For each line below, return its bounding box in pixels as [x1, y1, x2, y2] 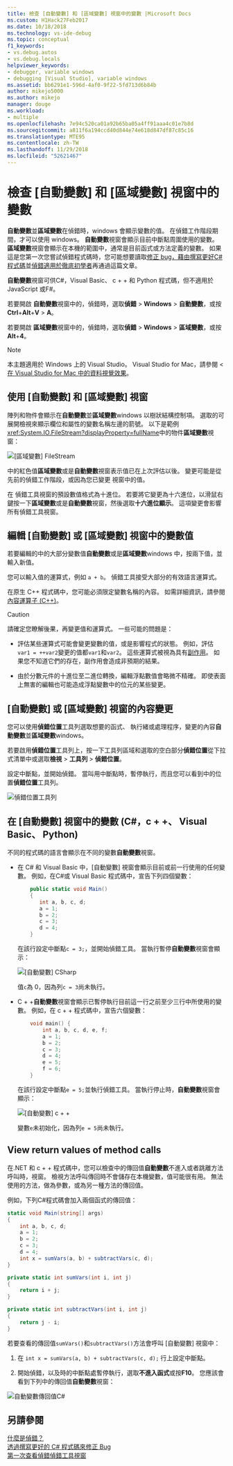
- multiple [7, 113, 39, 120]
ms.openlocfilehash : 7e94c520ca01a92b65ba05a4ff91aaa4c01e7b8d [7, 120, 194, 127]
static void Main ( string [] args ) [7, 1209, 104, 1217]
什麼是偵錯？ [7, 1434, 44, 1442]
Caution [7, 610, 30, 619]
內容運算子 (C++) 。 [7, 597, 62, 605]
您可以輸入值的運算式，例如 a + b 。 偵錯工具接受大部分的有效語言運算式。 [7, 573, 221, 581]
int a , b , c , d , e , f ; [42, 1026, 108, 1034]
